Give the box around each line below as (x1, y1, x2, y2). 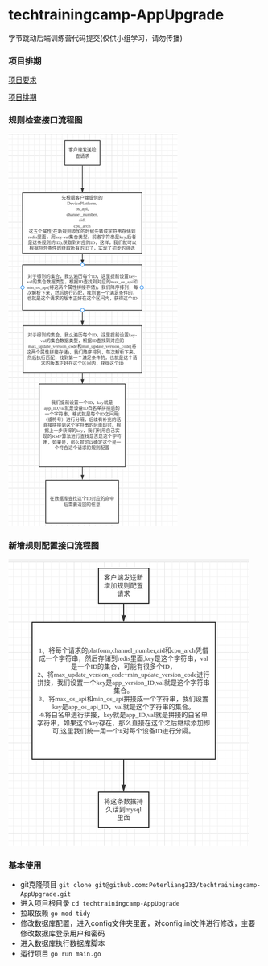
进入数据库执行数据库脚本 (19, 939, 105, 948)
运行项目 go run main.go (19, 948, 101, 959)
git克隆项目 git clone (19, 880, 92, 890)
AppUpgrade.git (19, 890, 72, 898)
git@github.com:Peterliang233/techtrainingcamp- (94, 881, 262, 890)
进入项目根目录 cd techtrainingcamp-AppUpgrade (19, 898, 180, 908)
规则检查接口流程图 (8, 114, 83, 126)
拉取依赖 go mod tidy (19, 908, 91, 919)
